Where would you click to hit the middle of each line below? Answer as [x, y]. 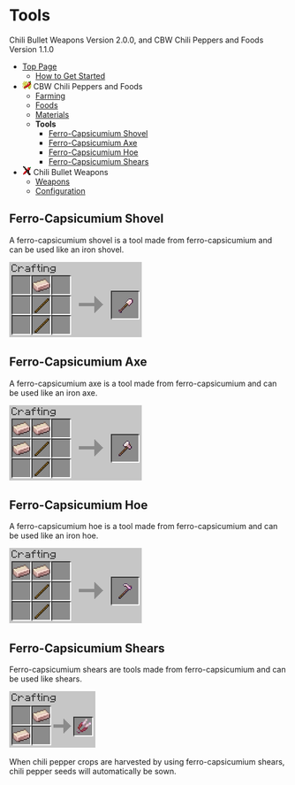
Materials [52, 114]
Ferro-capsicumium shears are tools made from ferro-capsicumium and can [147, 670]
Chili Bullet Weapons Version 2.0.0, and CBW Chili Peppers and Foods [136, 40]
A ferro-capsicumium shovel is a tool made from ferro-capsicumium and [140, 240]
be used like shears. [45, 679]
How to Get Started [70, 75]
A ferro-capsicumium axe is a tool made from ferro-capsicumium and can [143, 383]
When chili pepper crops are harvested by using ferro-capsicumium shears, [147, 762]
